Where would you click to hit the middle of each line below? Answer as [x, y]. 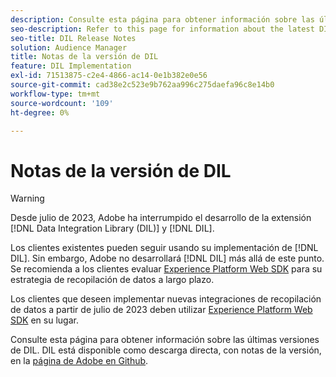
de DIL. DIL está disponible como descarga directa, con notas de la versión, [166, 350]
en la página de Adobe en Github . [79, 361]
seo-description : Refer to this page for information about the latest [162, 29]
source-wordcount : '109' [62, 103]
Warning [27, 198]
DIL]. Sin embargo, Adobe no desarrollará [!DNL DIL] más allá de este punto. [167, 258]
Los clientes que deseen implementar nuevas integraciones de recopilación [166, 299]
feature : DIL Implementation [71, 66]
